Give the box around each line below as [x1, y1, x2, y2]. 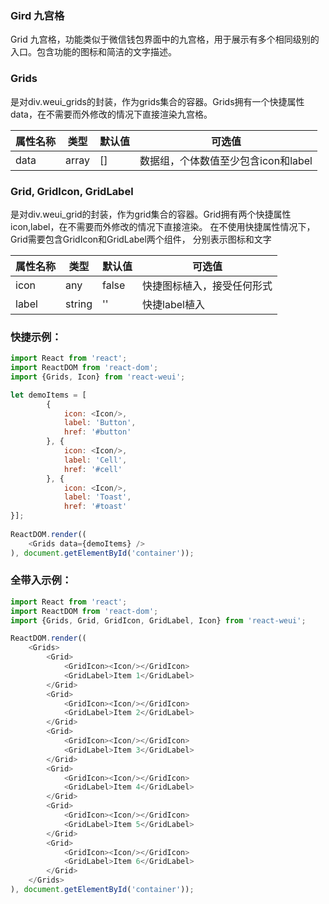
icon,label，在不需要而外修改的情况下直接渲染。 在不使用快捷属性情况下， [10, 220, 316, 232]
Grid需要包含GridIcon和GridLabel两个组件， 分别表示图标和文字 [10, 233, 272, 245]
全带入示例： [10, 573, 73, 587]
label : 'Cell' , [63, 455, 128, 465]
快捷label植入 [142, 297, 205, 311]
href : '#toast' [63, 502, 128, 512]
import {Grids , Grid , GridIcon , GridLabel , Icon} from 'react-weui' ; [10, 615, 307, 626]
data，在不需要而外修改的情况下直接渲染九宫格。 [10, 108, 213, 120]
